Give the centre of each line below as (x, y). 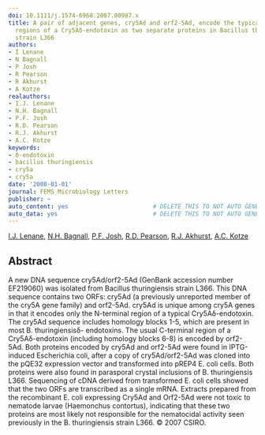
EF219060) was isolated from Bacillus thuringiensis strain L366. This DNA (127, 288)
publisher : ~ (30, 199)
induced (22, 355)
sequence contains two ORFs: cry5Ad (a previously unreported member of (129, 297)
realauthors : (30, 96)
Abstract (30, 261)
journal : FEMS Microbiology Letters (68, 191)
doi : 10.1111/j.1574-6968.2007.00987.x (74, 15)
